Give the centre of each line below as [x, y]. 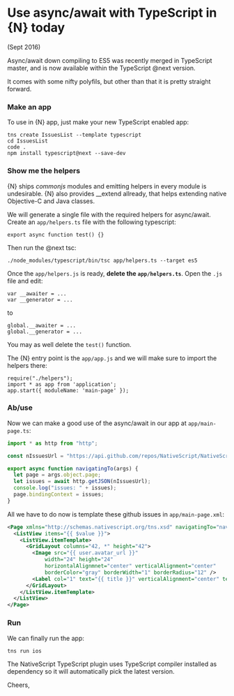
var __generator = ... [40, 299]
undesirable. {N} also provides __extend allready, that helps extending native [117, 193]
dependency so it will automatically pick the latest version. [91, 671]
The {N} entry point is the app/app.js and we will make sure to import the [112, 358]
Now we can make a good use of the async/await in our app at [97, 423]
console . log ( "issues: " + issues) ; [65, 488]
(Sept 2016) [24, 47]
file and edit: [25, 281]
